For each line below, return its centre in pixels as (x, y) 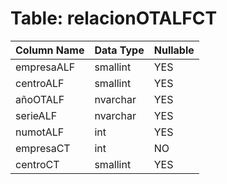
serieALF (36, 115)
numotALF (40, 132)
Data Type (119, 50)
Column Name (50, 50)
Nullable (174, 50)
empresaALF (45, 67)
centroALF (40, 83)
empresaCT (43, 148)
